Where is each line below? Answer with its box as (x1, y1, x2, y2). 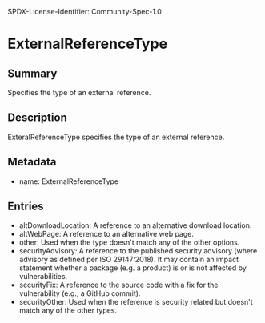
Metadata (7, 155, 57, 169)
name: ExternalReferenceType (18, 176, 119, 186)
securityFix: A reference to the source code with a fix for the (18, 280, 219, 290)
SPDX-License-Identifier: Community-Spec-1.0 (7, 7, 162, 16)
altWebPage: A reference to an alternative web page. (18, 229, 194, 239)
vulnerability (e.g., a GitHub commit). (18, 289, 141, 298)
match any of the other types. (18, 305, 118, 315)
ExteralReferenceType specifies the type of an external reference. (7, 132, 225, 142)
